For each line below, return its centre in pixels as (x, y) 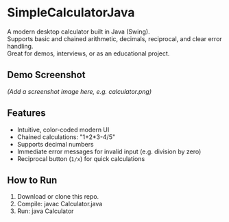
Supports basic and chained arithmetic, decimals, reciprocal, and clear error (115, 38)
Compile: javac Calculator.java (60, 204)
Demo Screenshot (46, 75)
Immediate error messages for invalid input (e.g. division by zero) (109, 151)
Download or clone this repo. (58, 197)
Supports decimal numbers (55, 144)
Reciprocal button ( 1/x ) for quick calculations (81, 158)
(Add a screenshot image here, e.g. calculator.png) (80, 91)
